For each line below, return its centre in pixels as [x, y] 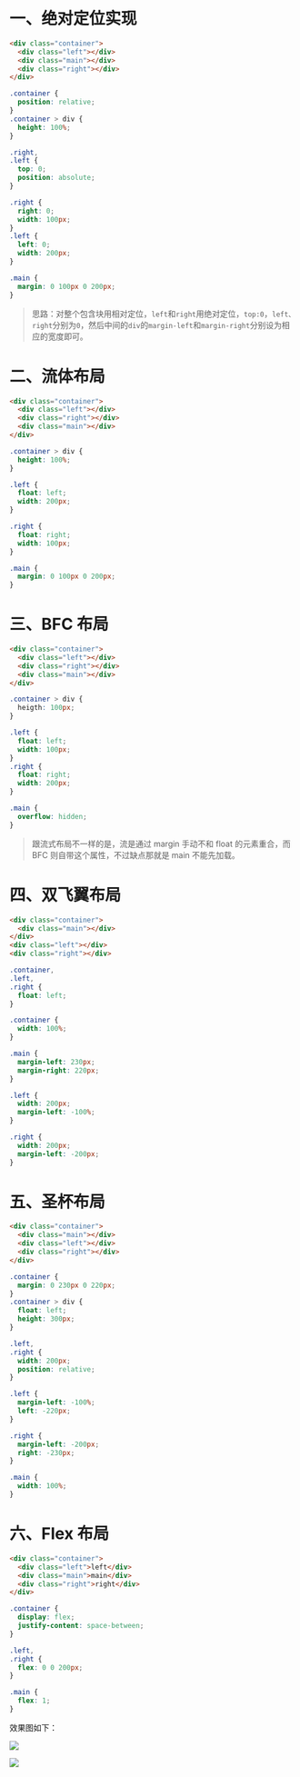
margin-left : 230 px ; [56, 1062]
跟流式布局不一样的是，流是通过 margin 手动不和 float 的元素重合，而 [161, 844]
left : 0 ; [34, 245]
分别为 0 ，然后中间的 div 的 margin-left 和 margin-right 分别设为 [167, 324]
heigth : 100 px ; [46, 708]
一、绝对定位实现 [74, 19]
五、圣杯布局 [58, 1202]
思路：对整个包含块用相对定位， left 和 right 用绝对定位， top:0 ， [152, 314]
